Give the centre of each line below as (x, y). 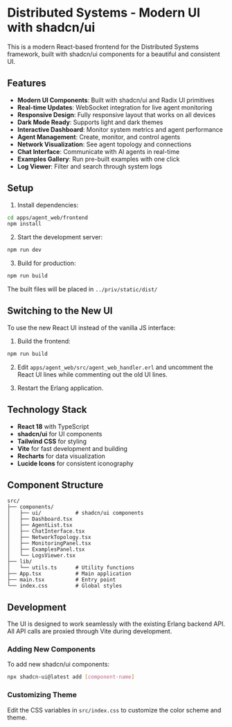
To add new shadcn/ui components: (59, 665)
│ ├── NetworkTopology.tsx (49, 538)
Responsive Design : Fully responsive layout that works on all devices (116, 114)
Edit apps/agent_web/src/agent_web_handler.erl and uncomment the (115, 367)
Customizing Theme (42, 695)
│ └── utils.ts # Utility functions (71, 568)
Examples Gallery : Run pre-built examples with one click (98, 159)
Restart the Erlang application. (60, 388)
